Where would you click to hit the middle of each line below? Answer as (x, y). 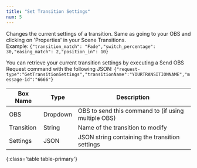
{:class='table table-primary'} (42, 159)
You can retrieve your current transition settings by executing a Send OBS (95, 63)
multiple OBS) (97, 118)
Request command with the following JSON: (60, 68)
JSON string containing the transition (129, 137)
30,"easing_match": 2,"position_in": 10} (57, 52)
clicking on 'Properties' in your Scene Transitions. (66, 40)
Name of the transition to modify (123, 128)
